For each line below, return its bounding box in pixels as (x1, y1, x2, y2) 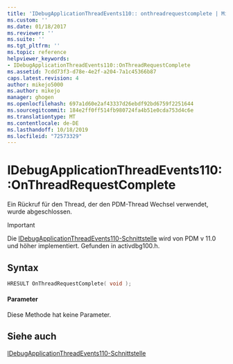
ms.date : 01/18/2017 (7, 23, 67, 30)
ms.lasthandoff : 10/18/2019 (7, 126, 89, 133)
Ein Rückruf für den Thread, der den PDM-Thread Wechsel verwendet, (7, 200, 209, 209)
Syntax (7, 261, 39, 274)
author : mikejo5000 (7, 81, 64, 88)
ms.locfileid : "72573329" (7, 132, 82, 139)
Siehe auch (7, 331, 57, 343)
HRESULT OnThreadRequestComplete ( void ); (7, 280, 132, 287)
